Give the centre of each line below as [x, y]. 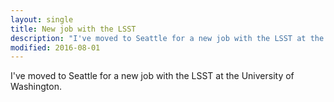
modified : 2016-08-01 [55, 47]
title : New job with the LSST [73, 29]
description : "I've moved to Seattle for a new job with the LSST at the [167, 38]
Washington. [36, 87]
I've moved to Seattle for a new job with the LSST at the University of [152, 76]
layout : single [42, 19]
